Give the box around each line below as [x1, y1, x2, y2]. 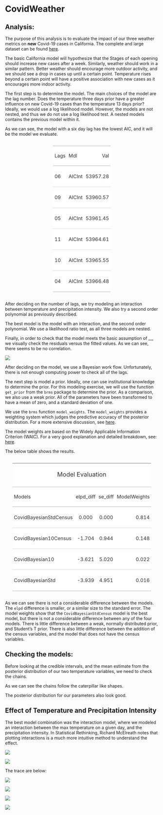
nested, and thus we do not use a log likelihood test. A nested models [5, 111, 145, 117]
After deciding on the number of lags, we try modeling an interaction [5, 301, 143, 307]
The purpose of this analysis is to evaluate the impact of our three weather [5, 35, 155, 41]
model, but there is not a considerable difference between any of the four [5, 616, 152, 621]
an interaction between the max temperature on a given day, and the [5, 725, 143, 730]
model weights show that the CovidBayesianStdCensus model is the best [5, 610, 148, 616]
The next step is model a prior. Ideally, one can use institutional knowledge [5, 379, 155, 385]
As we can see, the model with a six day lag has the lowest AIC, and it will [5, 126, 153, 132]
